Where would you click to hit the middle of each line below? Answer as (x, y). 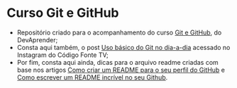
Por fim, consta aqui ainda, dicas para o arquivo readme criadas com (118, 62)
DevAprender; (37, 39)
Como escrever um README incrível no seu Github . (92, 77)
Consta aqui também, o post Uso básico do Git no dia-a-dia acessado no (123, 47)
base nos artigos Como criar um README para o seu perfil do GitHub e (121, 70)
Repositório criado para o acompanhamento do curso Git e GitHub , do (119, 32)
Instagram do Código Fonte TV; (63, 55)
